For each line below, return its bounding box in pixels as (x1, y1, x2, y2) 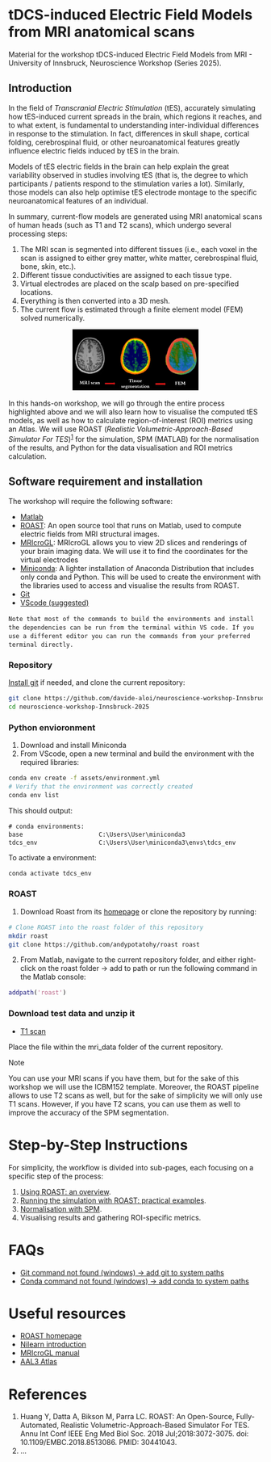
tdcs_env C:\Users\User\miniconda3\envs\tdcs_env (8, 838, 236, 847)
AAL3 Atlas (19, 1357, 58, 1367)
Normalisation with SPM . (19, 1204, 102, 1213)
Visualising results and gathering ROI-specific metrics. (19, 1212, 202, 1222)
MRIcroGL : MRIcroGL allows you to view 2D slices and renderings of (19, 537, 248, 547)
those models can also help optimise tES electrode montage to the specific (8, 187, 257, 197)
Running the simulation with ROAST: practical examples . (19, 1195, 207, 1205)
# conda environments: (8, 822, 85, 830)
